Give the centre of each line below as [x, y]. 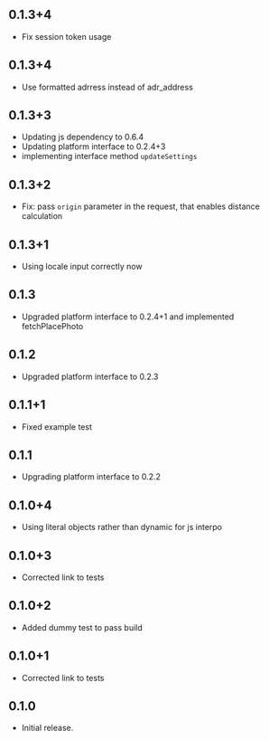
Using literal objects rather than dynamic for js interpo [122, 527]
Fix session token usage [66, 36]
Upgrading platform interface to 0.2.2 [91, 477]
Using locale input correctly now [82, 267]
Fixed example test [56, 427]
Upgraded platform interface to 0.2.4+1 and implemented [128, 317]
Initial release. [47, 728]
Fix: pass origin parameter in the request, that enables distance [141, 206]
